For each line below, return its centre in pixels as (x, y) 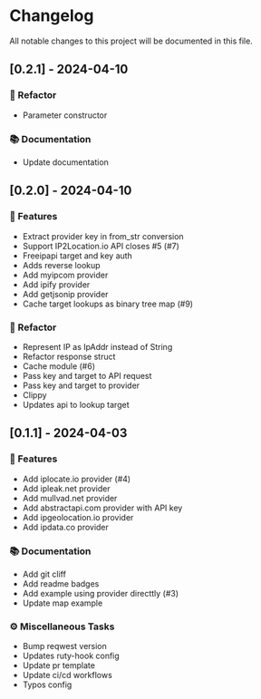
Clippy (34, 394)
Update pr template (58, 665)
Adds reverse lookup (62, 265)
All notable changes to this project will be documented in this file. (131, 41)
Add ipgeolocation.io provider (78, 517)
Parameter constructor (65, 115)
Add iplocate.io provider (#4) (77, 479)
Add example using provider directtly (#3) (101, 593)
